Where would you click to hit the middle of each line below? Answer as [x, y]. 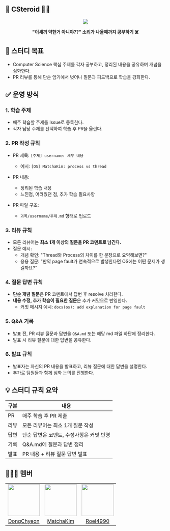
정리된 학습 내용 [36, 188]
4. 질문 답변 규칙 [24, 282]
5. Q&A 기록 [20, 321]
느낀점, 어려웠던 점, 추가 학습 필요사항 [58, 194]
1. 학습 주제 [18, 110]
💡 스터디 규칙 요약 [32, 390]
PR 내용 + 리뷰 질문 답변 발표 [55, 454]
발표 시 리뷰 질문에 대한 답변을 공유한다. [52, 340]
